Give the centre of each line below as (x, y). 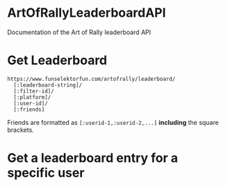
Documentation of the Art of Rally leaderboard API (79, 32)
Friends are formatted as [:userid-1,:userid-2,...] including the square (113, 122)
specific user (46, 173)
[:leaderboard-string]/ (48, 85)
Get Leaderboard (57, 60)
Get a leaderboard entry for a (93, 158)
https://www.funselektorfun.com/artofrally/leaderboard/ (91, 79)
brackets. (21, 130)
